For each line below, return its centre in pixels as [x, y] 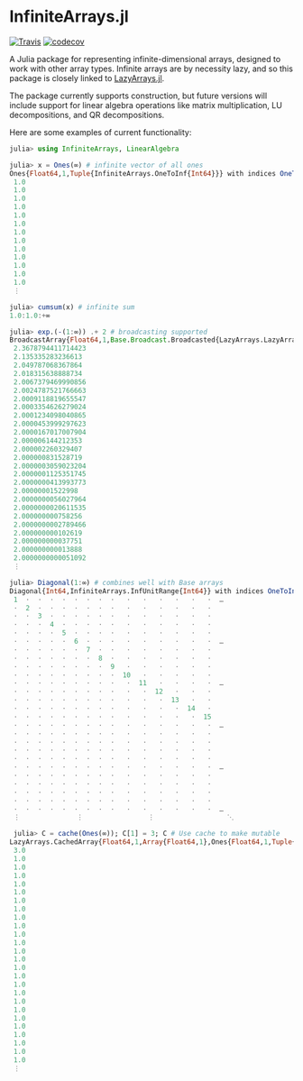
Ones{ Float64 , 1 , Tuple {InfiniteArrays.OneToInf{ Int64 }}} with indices [143, 173]
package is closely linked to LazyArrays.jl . [87, 78]
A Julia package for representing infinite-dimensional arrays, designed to [145, 59]
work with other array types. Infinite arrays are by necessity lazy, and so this [151, 69]
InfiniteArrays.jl [69, 17]
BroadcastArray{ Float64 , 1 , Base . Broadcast [88, 340]
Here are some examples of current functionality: [101, 132]
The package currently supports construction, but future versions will [138, 96]
